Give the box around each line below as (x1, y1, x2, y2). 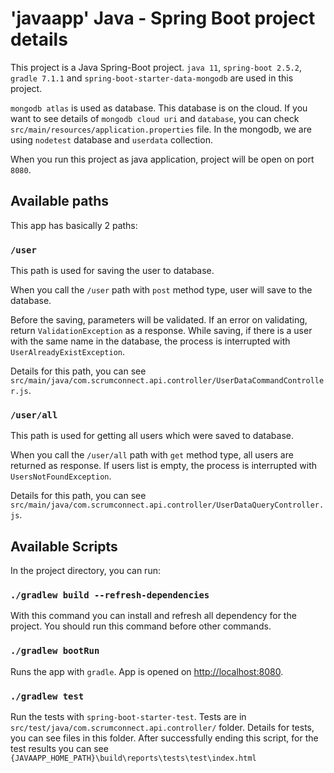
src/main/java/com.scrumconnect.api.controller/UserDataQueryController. (10, 500, 325, 511)
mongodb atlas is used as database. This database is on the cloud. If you (10, 102, 308, 114)
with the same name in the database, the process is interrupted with (10, 335, 291, 347)
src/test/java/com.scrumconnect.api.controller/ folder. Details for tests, (10, 722, 315, 734)
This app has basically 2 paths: (10, 219, 138, 231)
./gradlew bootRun (10, 645, 100, 657)
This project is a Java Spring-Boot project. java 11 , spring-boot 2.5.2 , (10, 61, 302, 73)
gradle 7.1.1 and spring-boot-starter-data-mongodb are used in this (10, 72, 294, 84)
